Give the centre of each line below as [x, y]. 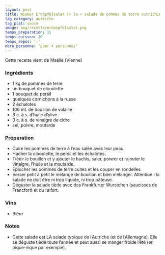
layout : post [18, 10]
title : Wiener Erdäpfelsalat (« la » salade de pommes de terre [72, 14]
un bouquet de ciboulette [38, 88]
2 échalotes [24, 104]
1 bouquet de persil [32, 94]
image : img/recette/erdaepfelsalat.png [46, 28]
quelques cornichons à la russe [44, 99]
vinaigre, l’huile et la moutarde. [43, 164]
